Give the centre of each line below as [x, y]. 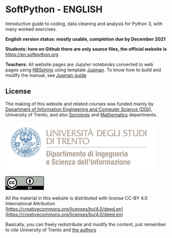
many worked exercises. [31, 29]
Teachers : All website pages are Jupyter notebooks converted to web [79, 64]
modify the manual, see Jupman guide [46, 75]
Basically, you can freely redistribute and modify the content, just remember [86, 224]
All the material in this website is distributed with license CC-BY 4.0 [77, 198]
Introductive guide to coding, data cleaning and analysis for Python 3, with [84, 24]
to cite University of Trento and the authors [51, 230]
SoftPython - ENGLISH [54, 9]
